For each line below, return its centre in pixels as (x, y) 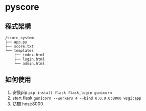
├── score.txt (20, 46)
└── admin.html (29, 64)
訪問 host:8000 (27, 104)
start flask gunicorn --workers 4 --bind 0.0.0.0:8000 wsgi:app (76, 98)
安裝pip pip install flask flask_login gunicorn (62, 92)
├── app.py (16, 42)
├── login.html (29, 59)
